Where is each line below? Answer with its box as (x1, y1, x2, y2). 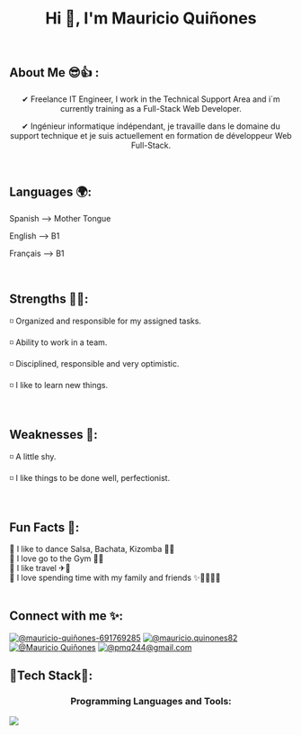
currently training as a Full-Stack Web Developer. (59, 103, 243, 113)
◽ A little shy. (9, 451, 57, 462)
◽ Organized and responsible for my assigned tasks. (9, 315, 202, 327)
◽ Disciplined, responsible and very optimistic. (9, 358, 180, 369)
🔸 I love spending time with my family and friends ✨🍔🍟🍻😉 (9, 572, 221, 583)
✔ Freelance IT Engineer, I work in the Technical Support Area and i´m (22, 94, 280, 104)
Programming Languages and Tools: (70, 695, 232, 708)
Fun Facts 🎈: (9, 520, 80, 535)
